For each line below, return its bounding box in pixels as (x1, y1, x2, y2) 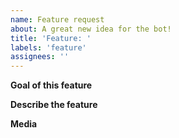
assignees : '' (10, 52, 70, 62)
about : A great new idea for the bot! (10, 24, 172, 34)
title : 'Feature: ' (10, 33, 92, 43)
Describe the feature (10, 99, 98, 111)
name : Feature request (10, 14, 105, 25)
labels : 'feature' (10, 42, 87, 53)
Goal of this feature (10, 79, 93, 91)
